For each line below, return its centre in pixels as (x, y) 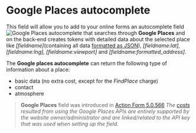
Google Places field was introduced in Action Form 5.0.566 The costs (105, 105)
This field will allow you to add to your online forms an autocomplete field (95, 27)
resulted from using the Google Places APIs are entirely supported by (105, 111)
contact (24, 87)
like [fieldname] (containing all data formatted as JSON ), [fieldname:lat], (93, 46)
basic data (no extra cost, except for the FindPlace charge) (86, 81)
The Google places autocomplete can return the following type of (86, 63)
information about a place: (38, 69)
